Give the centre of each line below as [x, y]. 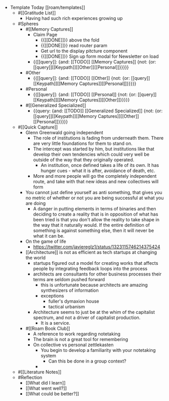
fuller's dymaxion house [74, 301]
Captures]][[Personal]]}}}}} [108, 83]
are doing [36, 203]
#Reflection [30, 377]
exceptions [52, 296]
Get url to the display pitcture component [84, 51]
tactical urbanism [67, 307]
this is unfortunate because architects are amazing [94, 285]
